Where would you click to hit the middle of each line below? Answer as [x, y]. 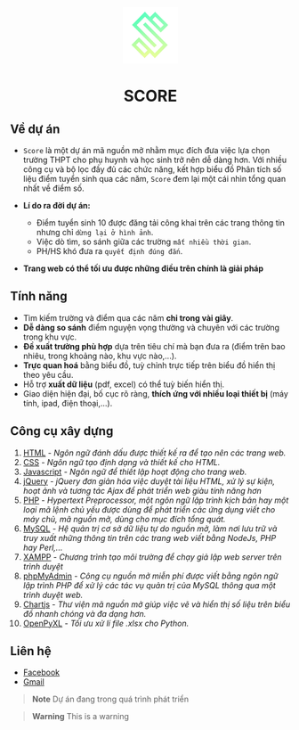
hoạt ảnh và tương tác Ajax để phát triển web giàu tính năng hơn [142, 490]
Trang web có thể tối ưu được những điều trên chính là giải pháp [143, 268]
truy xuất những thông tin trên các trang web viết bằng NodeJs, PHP [149, 537]
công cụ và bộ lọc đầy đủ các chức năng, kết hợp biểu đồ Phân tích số [152, 169]
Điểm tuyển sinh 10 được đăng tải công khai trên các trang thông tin [161, 223]
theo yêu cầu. [48, 374]
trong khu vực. [50, 337]
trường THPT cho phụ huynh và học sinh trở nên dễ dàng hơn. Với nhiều [155, 160]
